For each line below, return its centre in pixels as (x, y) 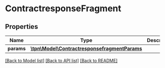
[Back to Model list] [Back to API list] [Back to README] (61, 61)
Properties (22, 27)
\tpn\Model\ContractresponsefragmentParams (86, 48)
